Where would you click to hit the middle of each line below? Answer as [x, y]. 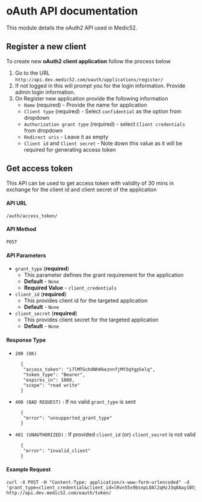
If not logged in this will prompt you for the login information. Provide [100, 85]
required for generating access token [70, 149]
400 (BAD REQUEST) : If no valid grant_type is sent [75, 402]
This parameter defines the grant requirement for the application [104, 275]
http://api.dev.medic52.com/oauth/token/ [59, 493]
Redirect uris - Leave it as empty [66, 137]
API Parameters [26, 255]
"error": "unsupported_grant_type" [68, 418]
